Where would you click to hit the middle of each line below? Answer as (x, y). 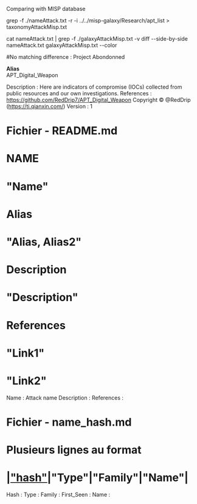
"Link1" (26, 353)
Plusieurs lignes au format (74, 450)
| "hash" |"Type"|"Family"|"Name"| (97, 478)
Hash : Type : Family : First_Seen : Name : (58, 494)
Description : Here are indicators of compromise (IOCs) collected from (94, 87)
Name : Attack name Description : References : (65, 398)
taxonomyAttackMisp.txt (37, 27)
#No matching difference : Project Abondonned (66, 57)
